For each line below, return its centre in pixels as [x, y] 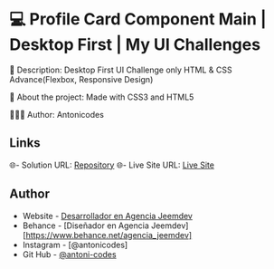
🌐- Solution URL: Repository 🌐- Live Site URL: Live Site [112, 165]
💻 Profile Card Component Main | [138, 19]
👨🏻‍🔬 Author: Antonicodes [57, 114]
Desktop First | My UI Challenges [135, 45]
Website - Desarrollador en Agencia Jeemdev [107, 216]
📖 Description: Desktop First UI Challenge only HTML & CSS [121, 70]
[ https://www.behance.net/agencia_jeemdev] [107, 235]
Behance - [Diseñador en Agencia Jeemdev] [105, 226]
